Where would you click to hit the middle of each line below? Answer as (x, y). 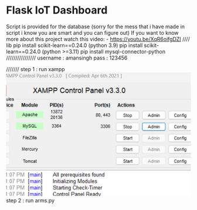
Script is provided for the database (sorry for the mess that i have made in (95, 26)
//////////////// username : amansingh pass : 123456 (67, 58)
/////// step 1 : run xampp (36, 69)
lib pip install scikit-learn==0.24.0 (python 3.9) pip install (74, 45)
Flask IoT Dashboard (57, 10)
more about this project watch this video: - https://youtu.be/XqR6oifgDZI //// (98, 39)
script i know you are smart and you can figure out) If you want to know (92, 32)
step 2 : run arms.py (30, 200)
